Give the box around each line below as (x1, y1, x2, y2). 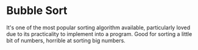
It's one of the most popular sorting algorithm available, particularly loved (6, 24, 191, 31)
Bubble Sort (6, 4, 68, 18)
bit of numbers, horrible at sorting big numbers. (6, 37, 126, 44)
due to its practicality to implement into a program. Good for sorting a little (6, 30, 193, 37)
